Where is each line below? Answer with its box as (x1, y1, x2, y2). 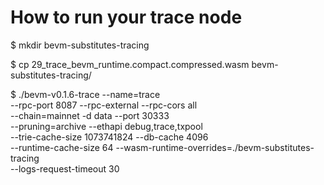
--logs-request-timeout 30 (10, 162, 120, 175)
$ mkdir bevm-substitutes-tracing (10, 39, 150, 51)
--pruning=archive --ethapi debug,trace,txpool (10, 120, 203, 132)
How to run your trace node (10, 6, 243, 29)
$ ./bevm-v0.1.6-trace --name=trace (10, 88, 161, 100)
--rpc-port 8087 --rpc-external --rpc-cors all (10, 99, 198, 111)
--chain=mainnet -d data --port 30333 (10, 109, 170, 121)
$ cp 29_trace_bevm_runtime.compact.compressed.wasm (10, 58, 250, 70)
